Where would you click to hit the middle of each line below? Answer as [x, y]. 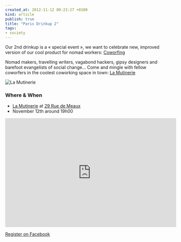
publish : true [20, 19]
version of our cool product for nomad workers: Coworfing [65, 52]
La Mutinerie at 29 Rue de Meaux [46, 106]
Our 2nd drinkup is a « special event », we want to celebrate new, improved [82, 47]
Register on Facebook [28, 234]
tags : [11, 28]
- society [15, 33]
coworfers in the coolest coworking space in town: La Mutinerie [70, 72]
